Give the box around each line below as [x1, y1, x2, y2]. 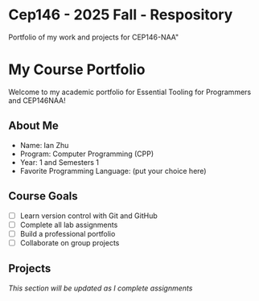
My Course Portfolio [8, 60, 146, 79]
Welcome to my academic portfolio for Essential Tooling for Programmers [8, 87, 252, 97]
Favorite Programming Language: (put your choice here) [19, 166, 207, 175]
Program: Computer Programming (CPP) [19, 149, 154, 159]
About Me [8, 119, 59, 133]
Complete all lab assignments [19, 220, 118, 229]
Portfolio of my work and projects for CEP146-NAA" [8, 32, 179, 42]
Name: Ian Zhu [19, 140, 69, 150]
